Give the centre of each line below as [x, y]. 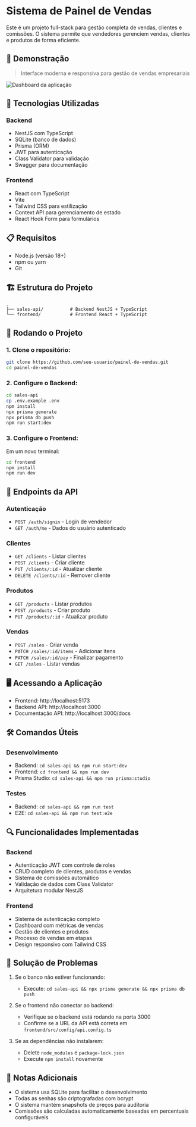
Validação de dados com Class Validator [64, 884]
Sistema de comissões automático [57, 878]
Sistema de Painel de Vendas [79, 11]
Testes [16, 794]
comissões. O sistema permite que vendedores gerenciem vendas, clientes [98, 33]
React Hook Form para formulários [57, 218]
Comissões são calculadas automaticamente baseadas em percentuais [102, 1111]
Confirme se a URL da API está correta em [75, 1023]
